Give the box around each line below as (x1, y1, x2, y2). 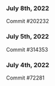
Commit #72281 (6, 74, 45, 81)
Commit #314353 (6, 46, 48, 53)
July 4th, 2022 (6, 60, 50, 69)
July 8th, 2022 (6, 4, 49, 12)
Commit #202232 (6, 18, 49, 25)
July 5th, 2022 (6, 33, 49, 41)
